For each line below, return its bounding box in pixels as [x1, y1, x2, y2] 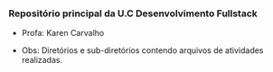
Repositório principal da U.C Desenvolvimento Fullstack [8, 7, 259, 20]
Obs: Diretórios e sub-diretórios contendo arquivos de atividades [21, 45, 264, 56]
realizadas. [21, 55, 63, 66]
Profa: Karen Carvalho [21, 28, 105, 39]
